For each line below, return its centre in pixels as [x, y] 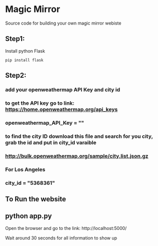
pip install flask [24, 60]
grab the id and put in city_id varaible [51, 142]
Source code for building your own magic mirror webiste [63, 23]
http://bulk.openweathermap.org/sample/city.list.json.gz [77, 156]
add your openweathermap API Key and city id [63, 90]
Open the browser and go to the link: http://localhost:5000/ [66, 228]
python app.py [28, 216]
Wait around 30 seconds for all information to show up [61, 238]
